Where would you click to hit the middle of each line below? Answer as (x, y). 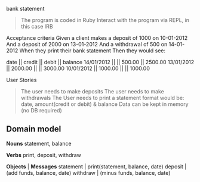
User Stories (21, 80)
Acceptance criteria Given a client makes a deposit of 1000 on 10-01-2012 (97, 38)
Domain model (34, 129)
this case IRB (37, 26)
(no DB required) (41, 110)
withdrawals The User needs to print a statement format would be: (102, 98)
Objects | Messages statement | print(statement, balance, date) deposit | (96, 167)
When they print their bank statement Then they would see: (93, 51)
